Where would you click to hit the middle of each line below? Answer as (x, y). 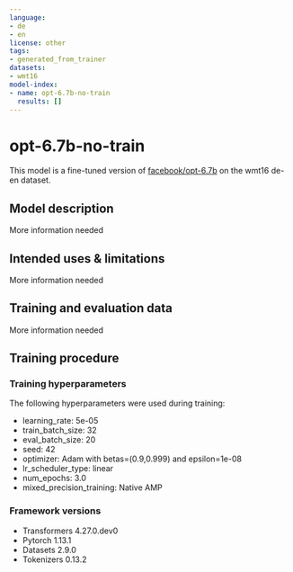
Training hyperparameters (68, 384)
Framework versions (55, 511)
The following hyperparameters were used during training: (117, 403)
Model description (62, 208)
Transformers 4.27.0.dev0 (70, 531)
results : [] (40, 101)
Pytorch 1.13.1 (47, 540)
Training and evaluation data (91, 308)
